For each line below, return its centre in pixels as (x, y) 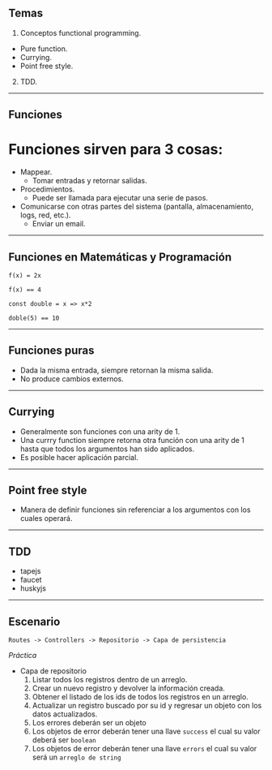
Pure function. (44, 49)
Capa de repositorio (53, 671)
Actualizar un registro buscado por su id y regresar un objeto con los (147, 706)
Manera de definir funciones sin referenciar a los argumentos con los (135, 510)
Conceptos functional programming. (81, 32)
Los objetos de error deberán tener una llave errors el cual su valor (144, 749)
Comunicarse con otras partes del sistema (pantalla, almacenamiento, (137, 207)
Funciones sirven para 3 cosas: (116, 150)
